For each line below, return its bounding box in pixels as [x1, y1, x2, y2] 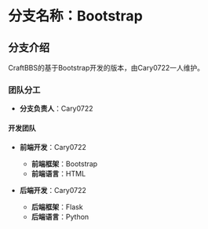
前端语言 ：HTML [31, 169, 86, 178]
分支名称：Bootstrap [8, 7, 143, 25]
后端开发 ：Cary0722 [19, 185, 86, 194]
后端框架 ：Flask [31, 202, 84, 212]
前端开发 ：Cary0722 [19, 142, 86, 151]
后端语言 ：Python [31, 212, 89, 221]
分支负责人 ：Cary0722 [19, 104, 93, 114]
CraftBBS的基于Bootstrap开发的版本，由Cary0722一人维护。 [8, 64, 205, 72]
